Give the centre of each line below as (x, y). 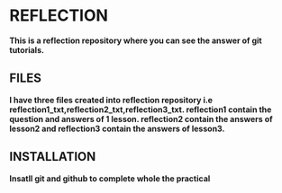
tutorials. (27, 49)
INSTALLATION (53, 157)
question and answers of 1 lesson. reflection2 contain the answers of (141, 118)
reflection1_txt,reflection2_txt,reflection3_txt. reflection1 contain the (141, 110)
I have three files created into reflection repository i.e (111, 100)
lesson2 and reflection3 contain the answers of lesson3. (117, 128)
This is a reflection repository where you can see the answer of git (136, 40)
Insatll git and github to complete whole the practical (110, 178)
